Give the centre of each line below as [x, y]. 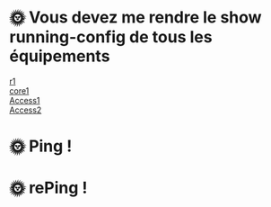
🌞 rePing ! [48, 188]
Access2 [26, 110]
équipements [60, 56]
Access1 [25, 100]
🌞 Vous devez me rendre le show [135, 18]
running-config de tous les [111, 37]
